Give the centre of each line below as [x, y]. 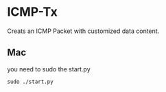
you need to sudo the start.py [49, 69]
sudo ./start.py [30, 82]
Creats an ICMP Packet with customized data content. [83, 31]
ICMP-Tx [33, 12]
